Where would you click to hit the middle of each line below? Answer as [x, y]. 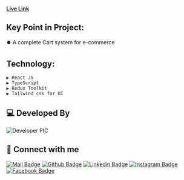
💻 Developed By [38, 113]
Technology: [31, 64]
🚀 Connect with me [43, 149]
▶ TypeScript [23, 83]
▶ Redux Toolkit [27, 88]
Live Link [18, 8]
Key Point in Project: [45, 27]
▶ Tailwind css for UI [35, 94]
